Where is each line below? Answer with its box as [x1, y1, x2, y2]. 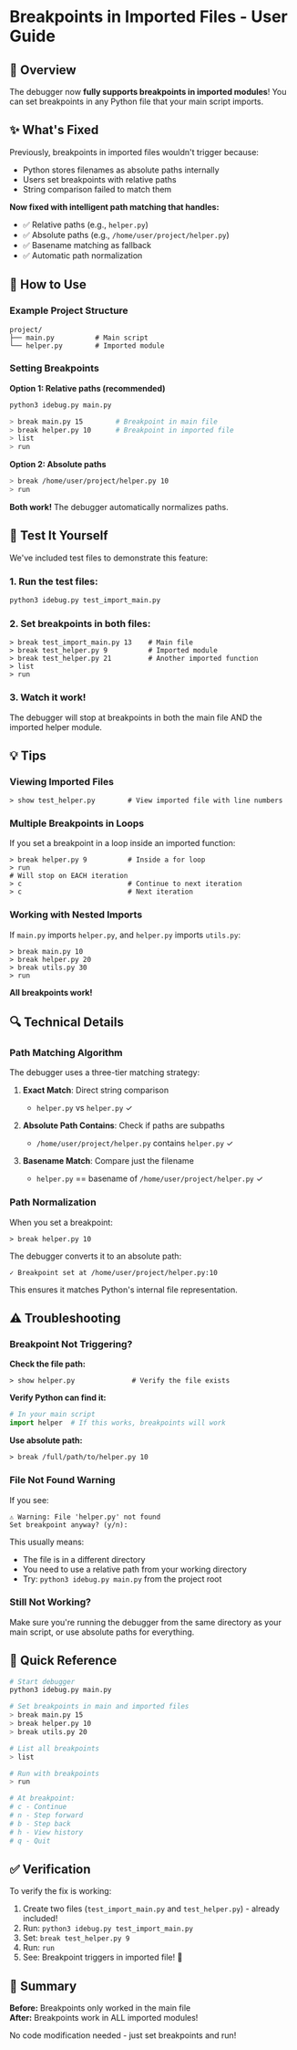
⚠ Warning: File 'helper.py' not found [9, 1512, 161, 1522]
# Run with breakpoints [9, 1769, 100, 1778]
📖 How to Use [9, 277, 87, 293]
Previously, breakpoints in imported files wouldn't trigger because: [9, 146, 260, 157]
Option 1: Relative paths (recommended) [9, 382, 166, 393]
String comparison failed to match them [22, 183, 172, 194]
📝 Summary [9, 1978, 77, 1993]
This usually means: [9, 1536, 85, 1547]
